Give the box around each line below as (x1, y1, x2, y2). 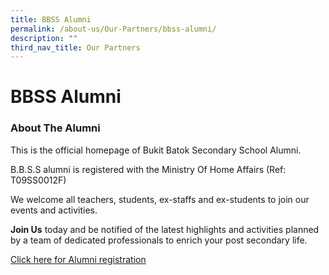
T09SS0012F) (10, 174, 67, 186)
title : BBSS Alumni (10, 14, 92, 25)
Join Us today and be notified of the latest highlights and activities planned (10, 223, 320, 235)
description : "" (10, 33, 78, 43)
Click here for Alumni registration (10, 253, 147, 265)
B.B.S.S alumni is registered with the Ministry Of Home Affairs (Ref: (10, 163, 287, 175)
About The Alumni (10, 121, 101, 135)
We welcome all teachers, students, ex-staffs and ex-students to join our (10, 193, 310, 205)
